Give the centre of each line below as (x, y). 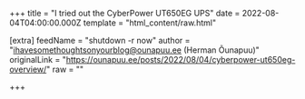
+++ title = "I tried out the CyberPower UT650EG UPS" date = (125, 13)
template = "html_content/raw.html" (149, 23)
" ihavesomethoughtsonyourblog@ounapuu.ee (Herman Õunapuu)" (135, 50)
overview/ (28, 69)
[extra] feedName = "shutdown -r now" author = (100, 40)
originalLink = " (38, 59)
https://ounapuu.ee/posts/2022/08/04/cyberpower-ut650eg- (181, 59)
